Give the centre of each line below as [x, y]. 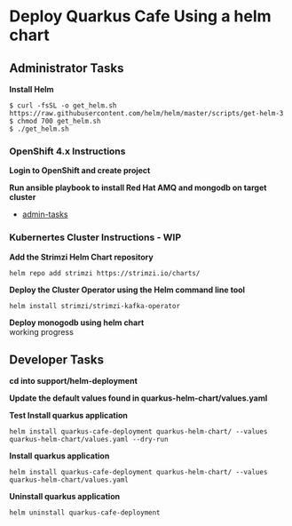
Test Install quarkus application [69, 416]
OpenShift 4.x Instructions [67, 151]
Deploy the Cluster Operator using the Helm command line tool [127, 290]
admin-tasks [45, 214]
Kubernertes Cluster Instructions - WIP [95, 237]
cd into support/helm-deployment [73, 381]
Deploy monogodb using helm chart [77, 323]
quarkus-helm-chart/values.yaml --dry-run [89, 440]
